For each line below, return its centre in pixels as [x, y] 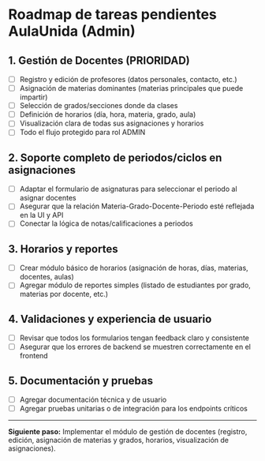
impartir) [34, 97]
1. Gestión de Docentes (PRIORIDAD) [99, 60]
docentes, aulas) [47, 277]
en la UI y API [41, 216]
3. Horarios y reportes [63, 249]
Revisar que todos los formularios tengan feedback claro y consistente [134, 338]
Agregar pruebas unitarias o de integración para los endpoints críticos [134, 409]
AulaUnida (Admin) [72, 31]
